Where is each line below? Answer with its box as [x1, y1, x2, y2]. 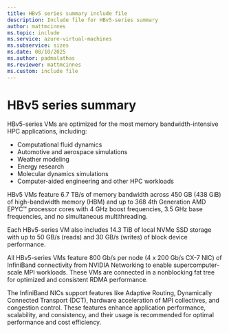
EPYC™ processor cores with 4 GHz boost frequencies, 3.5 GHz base [7, 205, 203, 213]
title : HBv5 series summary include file [7, 10, 128, 17]
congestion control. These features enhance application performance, [7, 303, 206, 312]
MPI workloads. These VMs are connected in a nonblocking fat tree [23, 268, 215, 277]
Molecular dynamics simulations [17, 170, 109, 178]
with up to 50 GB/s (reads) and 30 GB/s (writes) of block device [7, 233, 188, 241]
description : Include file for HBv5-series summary [7, 17, 158, 23]
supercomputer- [173, 261, 220, 269]
